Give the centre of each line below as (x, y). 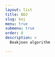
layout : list (19, 10)
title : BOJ (16, 14)
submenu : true (20, 28)
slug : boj (15, 19)
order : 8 (14, 33)
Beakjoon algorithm (30, 42)
